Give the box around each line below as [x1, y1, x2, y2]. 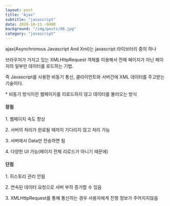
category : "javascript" [5, 31, 56, 36]
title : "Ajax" [5, 12, 36, 17]
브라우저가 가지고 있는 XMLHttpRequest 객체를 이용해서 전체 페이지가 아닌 [5, 57, 154, 63]
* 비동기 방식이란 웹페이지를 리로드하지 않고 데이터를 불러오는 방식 [5, 91, 137, 97]
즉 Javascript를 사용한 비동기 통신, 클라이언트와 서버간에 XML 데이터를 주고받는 [5, 74, 165, 80]
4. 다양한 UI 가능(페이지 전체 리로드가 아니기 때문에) [5, 148, 109, 154]
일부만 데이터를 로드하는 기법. [14, 63, 74, 69]
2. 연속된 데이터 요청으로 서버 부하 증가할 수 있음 [5, 184, 102, 190]
